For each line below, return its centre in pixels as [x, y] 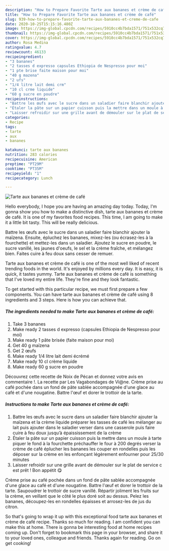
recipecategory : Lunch [29, 178]
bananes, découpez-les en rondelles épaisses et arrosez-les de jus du [78, 502]
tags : [11, 127]
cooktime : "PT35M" [24, 169]
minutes [21, 460]
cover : [12, 38]
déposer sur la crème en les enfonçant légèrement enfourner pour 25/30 [88, 454]
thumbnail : [17, 33]
